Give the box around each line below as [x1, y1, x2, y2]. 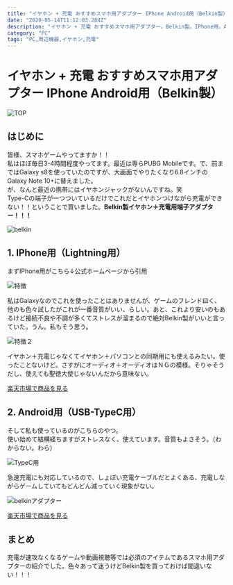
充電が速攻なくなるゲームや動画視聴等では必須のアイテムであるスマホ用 [7, 553, 213, 561]
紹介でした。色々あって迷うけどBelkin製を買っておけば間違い [31, 562, 207, 570]
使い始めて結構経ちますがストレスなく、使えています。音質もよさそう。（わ [7, 435, 222, 443]
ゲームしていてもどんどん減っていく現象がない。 [19, 481, 158, 490]
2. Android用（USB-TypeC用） [7, 406, 141, 418]
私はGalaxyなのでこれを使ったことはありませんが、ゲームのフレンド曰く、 [7, 296, 221, 304]
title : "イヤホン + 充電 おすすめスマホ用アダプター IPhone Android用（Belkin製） [7, 10, 229, 17]
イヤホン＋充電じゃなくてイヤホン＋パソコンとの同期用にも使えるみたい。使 [7, 352, 225, 360]
